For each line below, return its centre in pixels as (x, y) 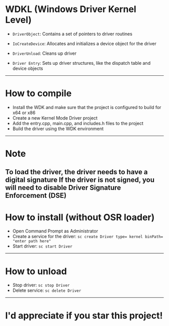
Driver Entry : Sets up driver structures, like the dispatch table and (81, 63)
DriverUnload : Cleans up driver (45, 53)
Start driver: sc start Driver (43, 246)
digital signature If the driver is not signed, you (80, 180)
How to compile (38, 93)
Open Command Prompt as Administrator (55, 231)
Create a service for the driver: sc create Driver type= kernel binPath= (88, 237)
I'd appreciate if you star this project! (84, 315)
